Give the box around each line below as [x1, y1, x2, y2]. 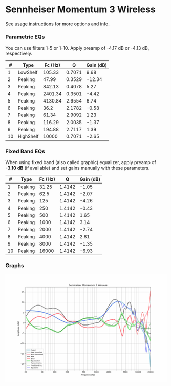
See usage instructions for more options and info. [5, 21, 110, 27]
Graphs [5, 262, 24, 269]
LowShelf [17, 69, 38, 75]
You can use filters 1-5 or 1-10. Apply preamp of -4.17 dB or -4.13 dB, [5, 45, 149, 51]
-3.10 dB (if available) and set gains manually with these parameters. [5, 165, 150, 171]
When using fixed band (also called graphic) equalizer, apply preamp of [5, 159, 156, 166]
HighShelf [17, 133, 39, 139]
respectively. [5, 50, 32, 57]
